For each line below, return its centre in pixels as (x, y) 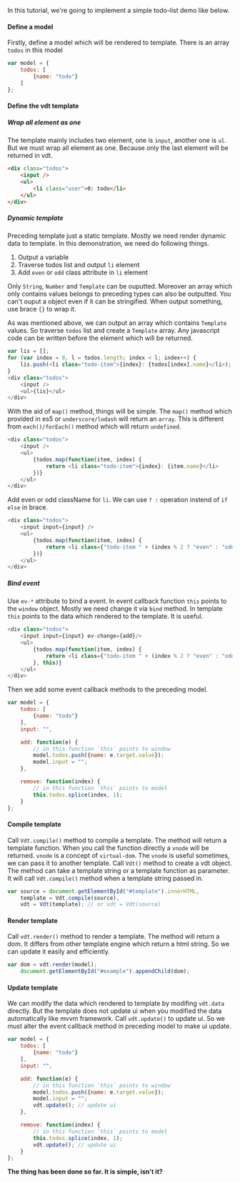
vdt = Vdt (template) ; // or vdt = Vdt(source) (91, 904)
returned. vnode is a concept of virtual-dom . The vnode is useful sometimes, (119, 855)
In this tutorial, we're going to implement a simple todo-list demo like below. (119, 10)
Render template (33, 920)
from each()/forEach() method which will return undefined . (94, 426)
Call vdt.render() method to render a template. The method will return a (114, 937)
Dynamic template (35, 218)
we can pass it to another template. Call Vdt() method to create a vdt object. (120, 863)
